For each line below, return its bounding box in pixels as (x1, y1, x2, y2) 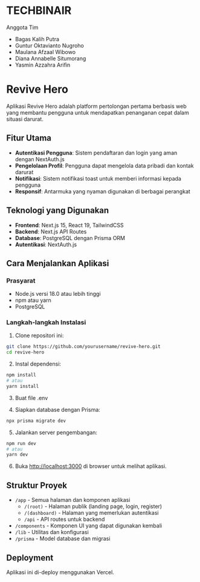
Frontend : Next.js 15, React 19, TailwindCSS (15, 221, 124, 229)
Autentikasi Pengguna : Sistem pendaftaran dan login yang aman (15, 149, 178, 156)
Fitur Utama (6, 133, 52, 143)
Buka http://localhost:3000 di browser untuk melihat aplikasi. (15, 463, 167, 470)
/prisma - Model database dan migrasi (15, 535, 111, 543)
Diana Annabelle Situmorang (15, 55, 86, 62)
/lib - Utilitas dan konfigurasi (15, 529, 89, 536)
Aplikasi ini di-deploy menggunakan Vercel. (6, 568, 115, 576)
